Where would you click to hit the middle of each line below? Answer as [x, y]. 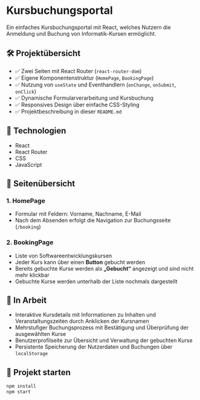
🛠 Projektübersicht [44, 53]
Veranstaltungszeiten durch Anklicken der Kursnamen [82, 321]
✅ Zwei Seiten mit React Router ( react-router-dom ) [78, 71]
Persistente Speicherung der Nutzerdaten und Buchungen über [94, 347]
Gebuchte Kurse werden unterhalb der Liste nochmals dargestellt [96, 281]
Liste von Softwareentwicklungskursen [63, 256]
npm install [21, 386]
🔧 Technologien [36, 131]
